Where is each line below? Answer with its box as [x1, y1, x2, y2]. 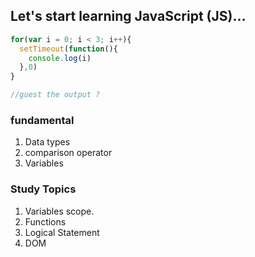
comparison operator [24, 147, 113, 159]
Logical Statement [24, 226, 100, 238]
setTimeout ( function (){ [19, 44, 118, 54]
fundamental [10, 113, 75, 127]
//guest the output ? [10, 90, 101, 100]
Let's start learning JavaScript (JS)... [10, 8, 247, 25]
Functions [24, 215, 67, 228]
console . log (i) [28, 53, 92, 63]
